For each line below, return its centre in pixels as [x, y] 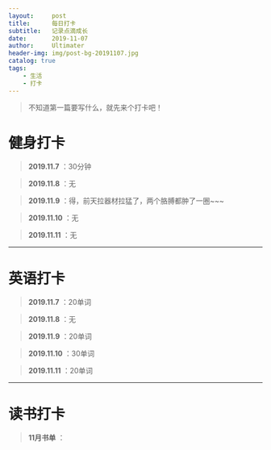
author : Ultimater [46, 46]
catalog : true [32, 61]
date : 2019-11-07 [48, 38]
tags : [17, 69]
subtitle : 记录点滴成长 [48, 31]
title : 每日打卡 [42, 23]
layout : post [38, 16]
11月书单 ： [46, 438]
